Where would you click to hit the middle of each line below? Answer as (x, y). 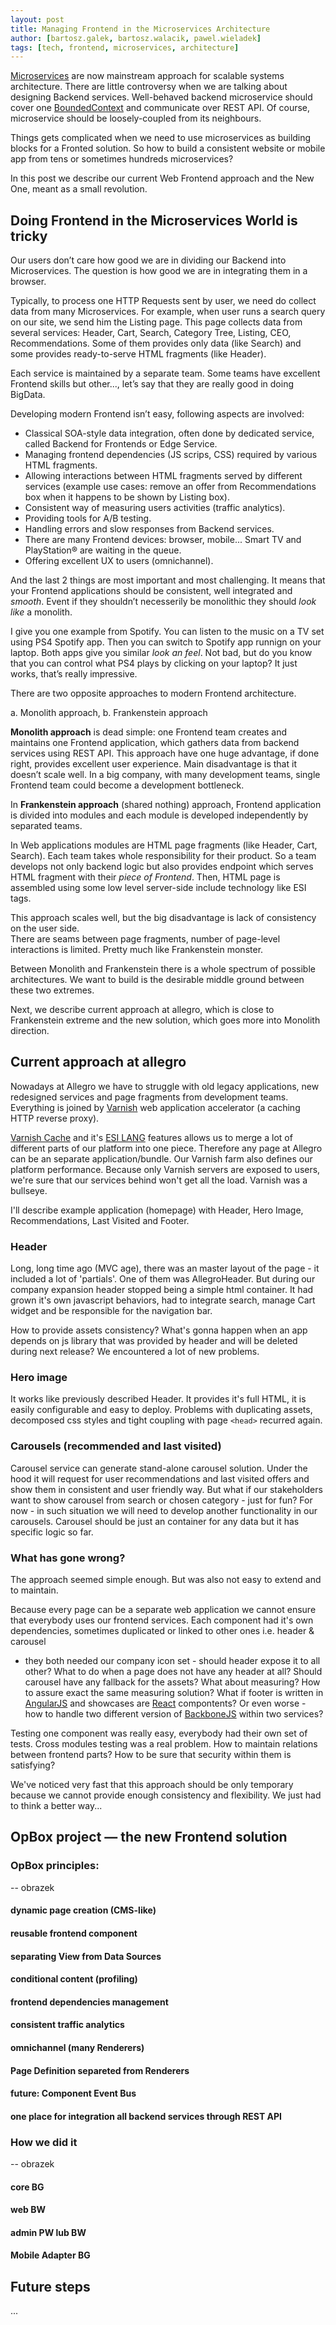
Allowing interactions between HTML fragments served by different (163, 476)
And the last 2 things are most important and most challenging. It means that (168, 580)
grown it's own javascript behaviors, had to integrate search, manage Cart (163, 1300)
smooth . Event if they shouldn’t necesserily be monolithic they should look (163, 602)
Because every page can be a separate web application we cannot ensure (163, 1610)
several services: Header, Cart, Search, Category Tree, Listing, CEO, (151, 333)
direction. (30, 1031)
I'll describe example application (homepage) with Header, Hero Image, (157, 1210)
